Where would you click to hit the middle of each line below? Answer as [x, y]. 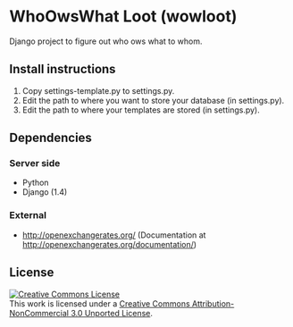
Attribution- [213, 303]
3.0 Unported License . [112, 313]
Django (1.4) [45, 192]
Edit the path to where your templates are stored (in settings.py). [141, 110]
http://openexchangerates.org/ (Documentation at [114, 235]
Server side [35, 163]
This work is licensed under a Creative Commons [100, 303]
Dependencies [50, 138]
